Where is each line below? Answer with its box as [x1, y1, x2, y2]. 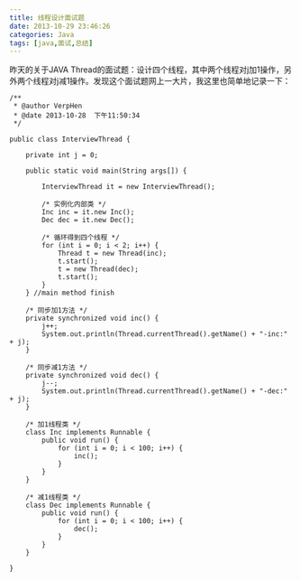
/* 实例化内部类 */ [41, 200, 106, 209]
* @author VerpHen [13, 101, 83, 111]
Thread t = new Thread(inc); [57, 249, 168, 258]
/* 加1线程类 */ [25, 420, 81, 429]
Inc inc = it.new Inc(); [41, 208, 135, 217]
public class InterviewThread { [9, 135, 131, 145]
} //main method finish [25, 288, 115, 298]
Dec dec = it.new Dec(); [41, 216, 135, 225]
